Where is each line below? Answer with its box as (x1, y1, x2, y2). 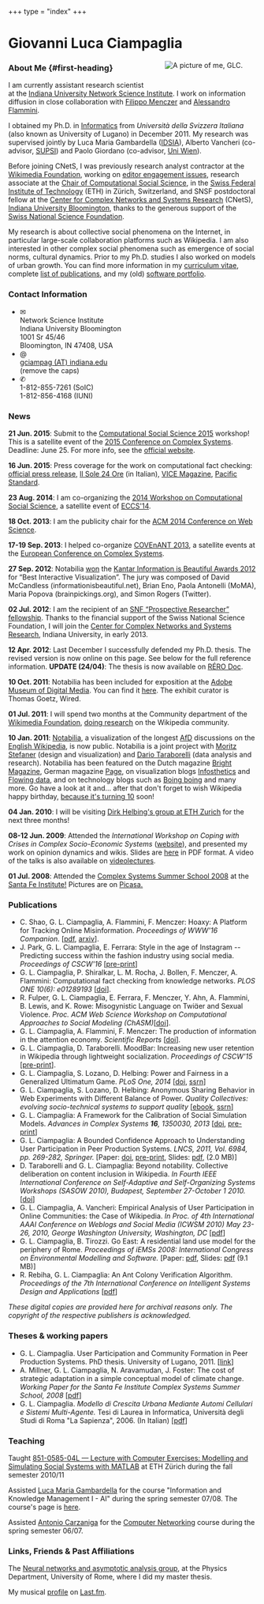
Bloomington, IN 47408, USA (19, 340, 113, 350)
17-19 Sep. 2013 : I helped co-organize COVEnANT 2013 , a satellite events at (8, 541, 256, 550)
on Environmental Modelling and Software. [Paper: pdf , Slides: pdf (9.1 (19, 1253, 248, 1263)
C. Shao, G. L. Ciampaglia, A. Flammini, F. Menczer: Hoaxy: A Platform (19, 917, 247, 927)
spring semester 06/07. (8, 1526, 84, 1535)
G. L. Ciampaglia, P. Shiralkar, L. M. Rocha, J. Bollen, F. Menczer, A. (19, 968, 238, 977)
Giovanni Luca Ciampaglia (8, 35, 183, 52)
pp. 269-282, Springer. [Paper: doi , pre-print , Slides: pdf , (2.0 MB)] (19, 1153, 238, 1162)
